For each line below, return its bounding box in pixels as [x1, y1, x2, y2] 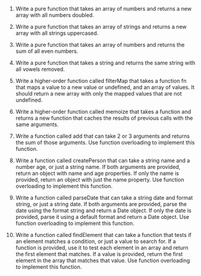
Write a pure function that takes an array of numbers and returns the [15, 41, 185, 48]
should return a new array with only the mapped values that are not [15, 90, 182, 97]
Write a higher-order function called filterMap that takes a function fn [15, 78, 187, 84]
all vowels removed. [15, 66, 65, 73]
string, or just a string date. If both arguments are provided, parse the [15, 201, 187, 207]
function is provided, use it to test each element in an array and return [15, 244, 188, 251]
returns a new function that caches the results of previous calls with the [15, 114, 193, 121]
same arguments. [15, 121, 59, 128]
